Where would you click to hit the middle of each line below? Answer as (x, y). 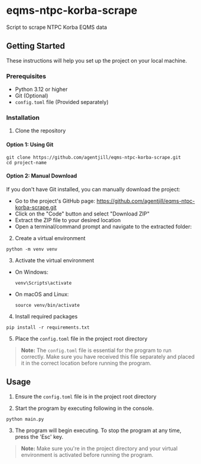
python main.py (25, 419)
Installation (23, 117)
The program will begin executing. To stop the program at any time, (98, 430)
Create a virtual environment (50, 238)
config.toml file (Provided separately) (62, 102)
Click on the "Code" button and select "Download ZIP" (82, 214)
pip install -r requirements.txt (48, 327)
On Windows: (31, 272)
